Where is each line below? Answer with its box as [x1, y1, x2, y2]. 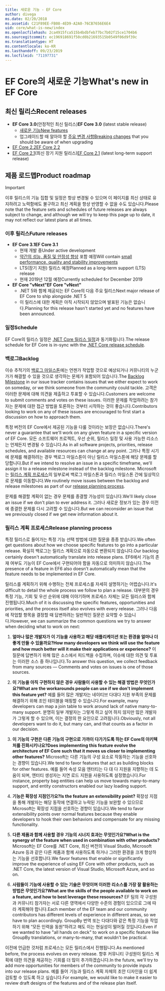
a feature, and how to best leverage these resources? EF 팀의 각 [12, 894, 144, 900]
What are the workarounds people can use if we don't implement [19, 686, 154, 692]
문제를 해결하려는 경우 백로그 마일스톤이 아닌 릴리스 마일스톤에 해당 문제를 [10, 454, 152, 460]
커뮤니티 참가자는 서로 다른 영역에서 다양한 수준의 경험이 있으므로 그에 [17, 900, 151, 906]
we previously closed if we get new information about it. [5, 511, 119, 517]
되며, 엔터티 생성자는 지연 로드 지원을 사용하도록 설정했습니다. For [21, 772, 146, 778]
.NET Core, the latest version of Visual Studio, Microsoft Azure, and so [12, 866, 155, 872]
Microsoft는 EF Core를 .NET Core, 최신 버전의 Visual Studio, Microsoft [12, 843, 152, 849]
